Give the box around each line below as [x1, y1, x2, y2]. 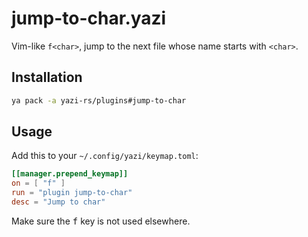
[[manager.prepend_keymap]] [11, 169, 129, 179]
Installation [11, 69, 83, 86]
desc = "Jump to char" [11, 197, 106, 207]
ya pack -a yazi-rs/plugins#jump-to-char [11, 95, 187, 106]
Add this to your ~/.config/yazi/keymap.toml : [11, 150, 199, 162]
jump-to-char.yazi [11, 7, 167, 30]
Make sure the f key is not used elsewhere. [11, 215, 191, 227]
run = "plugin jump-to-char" [11, 188, 133, 198]
